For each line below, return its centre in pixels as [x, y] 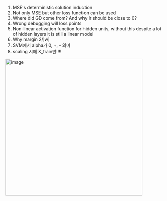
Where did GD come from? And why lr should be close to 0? [75, 18]
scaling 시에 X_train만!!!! [37, 52]
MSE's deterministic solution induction [52, 7]
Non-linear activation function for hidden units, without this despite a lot [87, 29]
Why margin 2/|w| [31, 39]
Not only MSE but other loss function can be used [64, 13]
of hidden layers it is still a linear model [53, 34]
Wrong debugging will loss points [47, 23]
